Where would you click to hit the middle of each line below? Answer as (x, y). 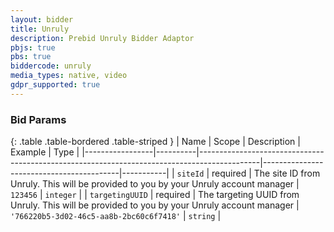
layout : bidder (42, 19)
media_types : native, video (69, 76)
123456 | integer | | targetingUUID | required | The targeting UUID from (155, 195)
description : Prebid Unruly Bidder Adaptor (102, 38)
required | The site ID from (266, 173)
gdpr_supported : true (55, 85)
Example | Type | (45, 152)
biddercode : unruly (51, 66)
